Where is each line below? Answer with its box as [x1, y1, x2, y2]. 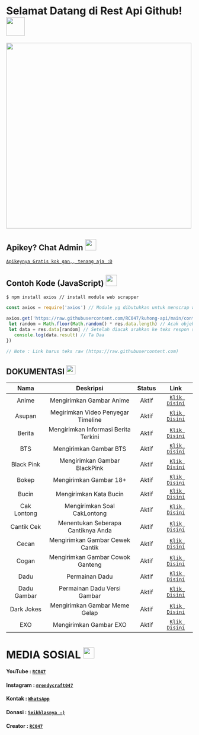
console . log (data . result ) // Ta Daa [14, 332, 105, 338]
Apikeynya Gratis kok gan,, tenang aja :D [6, 258, 113, 264]
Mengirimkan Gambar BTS [53, 444, 126, 453]
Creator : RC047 [6, 722, 43, 729]
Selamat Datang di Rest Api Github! [6, 4, 182, 18]
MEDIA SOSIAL [6, 648, 81, 661]
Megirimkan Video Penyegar [50, 408, 129, 417]
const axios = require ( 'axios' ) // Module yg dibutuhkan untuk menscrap [6, 305, 190, 311]
